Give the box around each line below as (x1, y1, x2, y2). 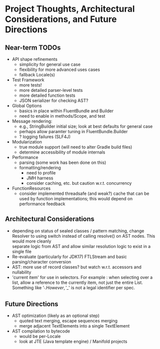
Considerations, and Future (5, 14, 117, 25)
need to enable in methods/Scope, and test (19, 113, 105, 119)
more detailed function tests (19, 92, 76, 98)
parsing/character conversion (12, 259, 72, 264)
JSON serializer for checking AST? (19, 98, 88, 103)
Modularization (12, 139, 42, 144)
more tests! (19, 82, 42, 88)
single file (12, 248, 32, 254)
